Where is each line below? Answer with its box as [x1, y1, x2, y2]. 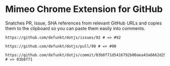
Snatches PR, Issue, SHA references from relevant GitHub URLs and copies [5, 20, 162, 26]
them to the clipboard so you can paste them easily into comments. [5, 25, 146, 31]
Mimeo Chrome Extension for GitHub [5, 3, 163, 15]
